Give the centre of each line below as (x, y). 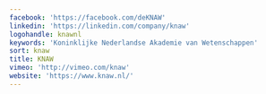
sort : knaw (30, 51)
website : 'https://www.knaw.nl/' (72, 76)
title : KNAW (31, 59)
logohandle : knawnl (46, 34)
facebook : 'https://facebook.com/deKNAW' (88, 17)
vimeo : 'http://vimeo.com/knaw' (69, 68)
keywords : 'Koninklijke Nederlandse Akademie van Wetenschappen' (133, 43)
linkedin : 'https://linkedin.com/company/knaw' (100, 26)
